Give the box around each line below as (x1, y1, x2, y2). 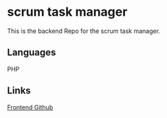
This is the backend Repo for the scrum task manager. (7, 27, 160, 35)
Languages (7, 47, 56, 58)
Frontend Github (7, 103, 54, 111)
